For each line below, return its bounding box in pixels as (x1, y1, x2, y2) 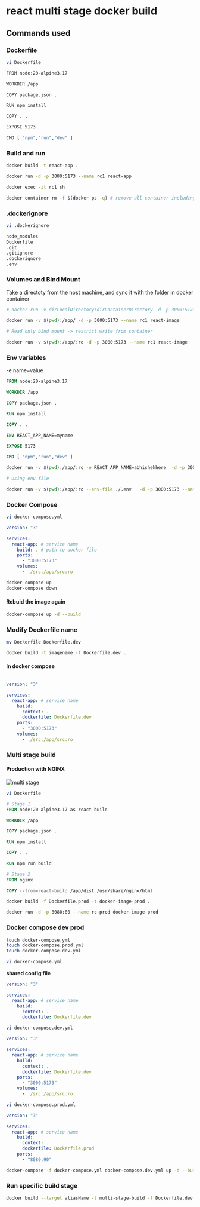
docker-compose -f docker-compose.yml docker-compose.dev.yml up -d (6, 1167, 180, 1174)
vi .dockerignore (6, 222, 49, 228)
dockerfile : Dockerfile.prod (21, 1145, 95, 1151)
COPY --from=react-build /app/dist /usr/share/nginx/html (6, 887, 153, 894)
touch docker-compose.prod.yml (6, 942, 84, 948)
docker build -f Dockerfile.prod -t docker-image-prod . (6, 898, 151, 905)
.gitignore (6, 250, 33, 256)
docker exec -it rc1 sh (6, 184, 65, 190)
